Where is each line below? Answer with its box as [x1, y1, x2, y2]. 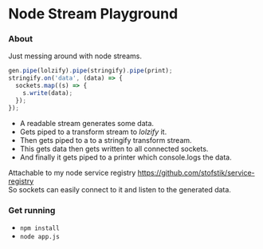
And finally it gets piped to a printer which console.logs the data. [19, 152, 233, 162]
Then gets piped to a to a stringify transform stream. [19, 135, 193, 144]
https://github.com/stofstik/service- [137, 168, 255, 177]
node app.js [19, 233, 60, 241]
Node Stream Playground [8, 5, 179, 23]
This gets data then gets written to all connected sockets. [19, 144, 209, 153]
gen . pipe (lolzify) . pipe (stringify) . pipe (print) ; [8, 67, 173, 75]
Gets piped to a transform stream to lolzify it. [19, 127, 167, 136]
